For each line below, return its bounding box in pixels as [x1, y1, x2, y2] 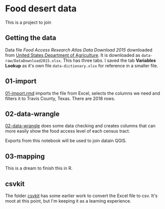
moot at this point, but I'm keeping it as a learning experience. [5, 198, 131, 204]
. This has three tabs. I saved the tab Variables [60, 57, 156, 63]
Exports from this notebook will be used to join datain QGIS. [5, 138, 127, 144]
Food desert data [5, 3, 77, 14]
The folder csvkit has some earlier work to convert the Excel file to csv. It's [5, 193, 158, 199]
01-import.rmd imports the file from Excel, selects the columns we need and [5, 90, 160, 96]
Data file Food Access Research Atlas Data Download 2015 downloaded [5, 47, 153, 52]
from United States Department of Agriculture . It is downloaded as [5, 52, 140, 58]
